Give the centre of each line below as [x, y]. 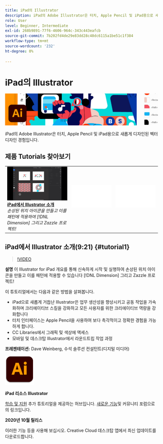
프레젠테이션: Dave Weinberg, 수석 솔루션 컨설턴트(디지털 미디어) [67, 349]
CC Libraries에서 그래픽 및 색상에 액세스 [50, 332]
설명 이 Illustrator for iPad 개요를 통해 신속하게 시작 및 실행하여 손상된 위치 [76, 269]
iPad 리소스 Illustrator [27, 393]
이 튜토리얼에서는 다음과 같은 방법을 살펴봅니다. [50, 291]
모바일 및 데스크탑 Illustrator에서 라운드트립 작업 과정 [62, 338]
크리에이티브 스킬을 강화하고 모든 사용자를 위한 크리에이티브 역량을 [88, 308]
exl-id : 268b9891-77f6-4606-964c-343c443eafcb [53, 31]
